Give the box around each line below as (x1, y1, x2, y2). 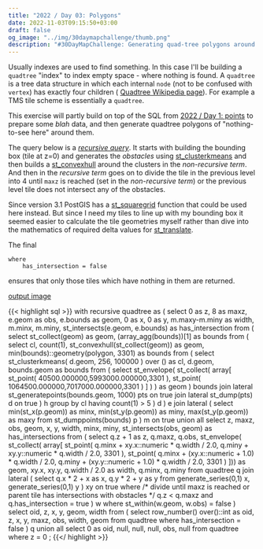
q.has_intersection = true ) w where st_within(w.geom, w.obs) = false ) (8, 499, 236, 508)
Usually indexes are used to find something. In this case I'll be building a (8, 62, 243, 72)
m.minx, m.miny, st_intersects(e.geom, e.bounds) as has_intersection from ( (8, 323, 254, 333)
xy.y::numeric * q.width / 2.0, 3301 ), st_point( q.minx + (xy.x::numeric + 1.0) (8, 449, 254, 459)
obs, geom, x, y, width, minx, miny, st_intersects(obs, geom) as (8, 424, 213, 433)
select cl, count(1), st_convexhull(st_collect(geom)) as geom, (8, 340, 205, 350)
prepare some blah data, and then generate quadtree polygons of (8, 120, 221, 129)
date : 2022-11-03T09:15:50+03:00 (8, 19, 118, 27)
